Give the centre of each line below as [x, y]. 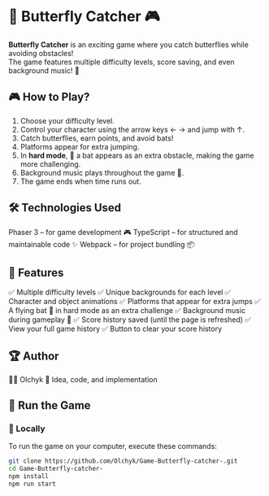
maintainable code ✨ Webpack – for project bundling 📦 [102, 244]
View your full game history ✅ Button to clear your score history [115, 329]
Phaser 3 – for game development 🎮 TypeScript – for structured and [123, 232]
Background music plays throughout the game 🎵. [102, 172]
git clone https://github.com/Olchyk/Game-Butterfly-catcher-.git [123, 461]
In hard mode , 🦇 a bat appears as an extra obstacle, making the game [137, 155]
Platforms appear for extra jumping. [80, 146]
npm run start [33, 484]
